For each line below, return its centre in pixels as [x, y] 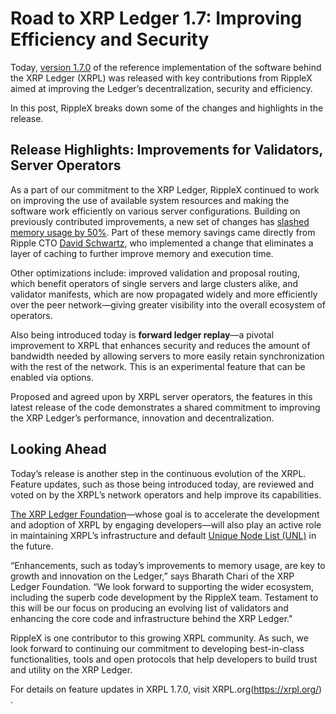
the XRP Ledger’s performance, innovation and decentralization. [142, 418]
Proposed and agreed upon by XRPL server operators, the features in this [161, 396]
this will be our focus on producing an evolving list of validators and [149, 608]
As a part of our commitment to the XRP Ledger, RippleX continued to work [165, 189]
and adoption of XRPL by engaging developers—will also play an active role [166, 524]
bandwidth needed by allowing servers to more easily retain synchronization [167, 356]
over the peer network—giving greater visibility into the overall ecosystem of [168, 304]
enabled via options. [52, 377]
